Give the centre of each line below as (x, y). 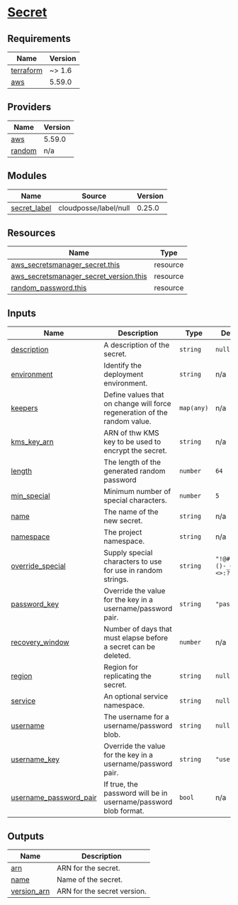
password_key (35, 604)
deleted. (117, 656)
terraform (27, 70)
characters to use (133, 561)
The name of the (131, 512)
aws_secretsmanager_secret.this (66, 265)
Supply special (128, 553)
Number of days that (138, 629)
